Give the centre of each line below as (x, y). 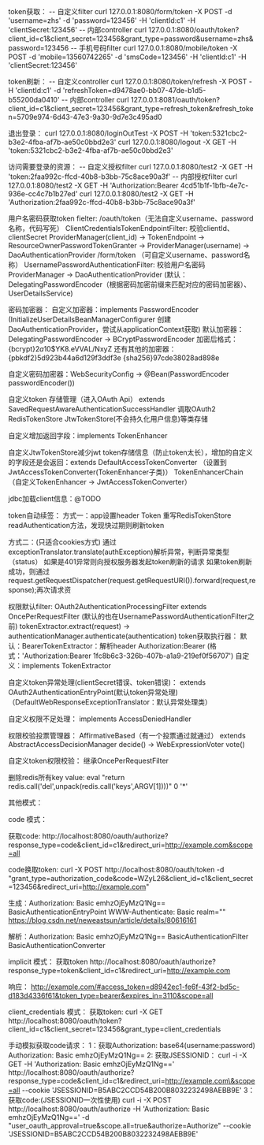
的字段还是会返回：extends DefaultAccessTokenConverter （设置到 (117, 462)
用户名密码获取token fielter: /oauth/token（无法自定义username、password (131, 218)
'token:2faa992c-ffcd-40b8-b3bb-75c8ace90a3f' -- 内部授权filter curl (123, 177)
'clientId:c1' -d (38, 90)
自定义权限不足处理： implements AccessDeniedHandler (100, 719)
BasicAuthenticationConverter (57, 945)
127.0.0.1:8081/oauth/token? (175, 100)
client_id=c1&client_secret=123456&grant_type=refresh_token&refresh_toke (131, 108)
